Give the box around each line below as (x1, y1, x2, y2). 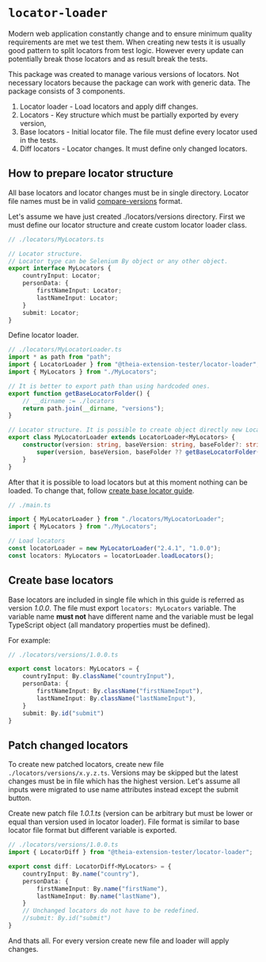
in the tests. (19, 135, 59, 144)
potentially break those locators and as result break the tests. (8, 54, 208, 63)
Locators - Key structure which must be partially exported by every (19, 109, 239, 120)
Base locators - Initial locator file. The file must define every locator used (19, 127, 258, 136)
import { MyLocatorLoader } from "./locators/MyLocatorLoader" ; (8, 515, 225, 523)
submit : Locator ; (22, 309, 80, 316)
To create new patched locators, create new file (8, 760, 165, 769)
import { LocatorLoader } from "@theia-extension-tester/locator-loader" (8, 361, 257, 369)
